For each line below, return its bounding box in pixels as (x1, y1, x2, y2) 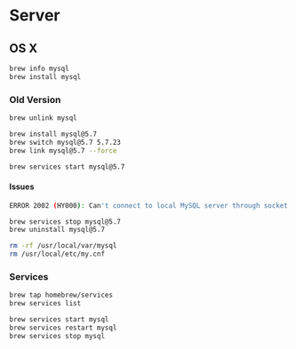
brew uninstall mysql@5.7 (9, 226, 105, 234)
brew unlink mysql (9, 114, 77, 123)
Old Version (9, 93, 61, 106)
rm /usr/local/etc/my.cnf (9, 250, 105, 258)
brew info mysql (9, 64, 69, 73)
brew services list (9, 299, 82, 308)
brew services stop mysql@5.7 (9, 217, 122, 226)
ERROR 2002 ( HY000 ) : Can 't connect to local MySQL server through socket (9, 201, 289, 210)
